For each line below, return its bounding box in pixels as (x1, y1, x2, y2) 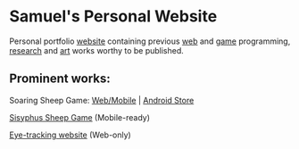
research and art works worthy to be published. (9, 45, 185, 55)
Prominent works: (9, 71, 111, 87)
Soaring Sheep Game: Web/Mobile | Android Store (9, 95, 195, 105)
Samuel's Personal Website (9, 6, 218, 27)
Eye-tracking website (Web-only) (9, 129, 131, 140)
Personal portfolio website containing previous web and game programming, (9, 36, 291, 46)
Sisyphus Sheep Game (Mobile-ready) (9, 112, 150, 122)
